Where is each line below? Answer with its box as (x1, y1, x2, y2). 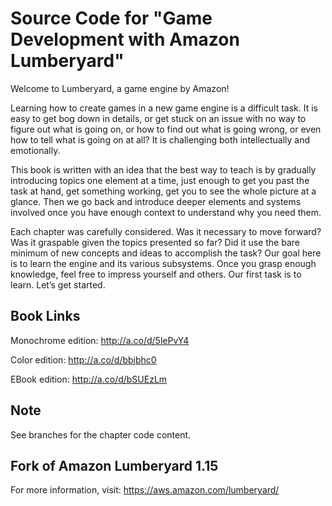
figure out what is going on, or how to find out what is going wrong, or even (10, 123, 322, 135)
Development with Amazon (10, 28, 240, 51)
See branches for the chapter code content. (10, 428, 192, 441)
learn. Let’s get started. (10, 278, 106, 291)
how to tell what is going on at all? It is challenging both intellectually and (10, 133, 311, 146)
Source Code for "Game (10, 7, 213, 30)
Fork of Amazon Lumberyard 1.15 (10, 457, 219, 474)
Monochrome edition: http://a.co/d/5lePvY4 (10, 334, 190, 346)
